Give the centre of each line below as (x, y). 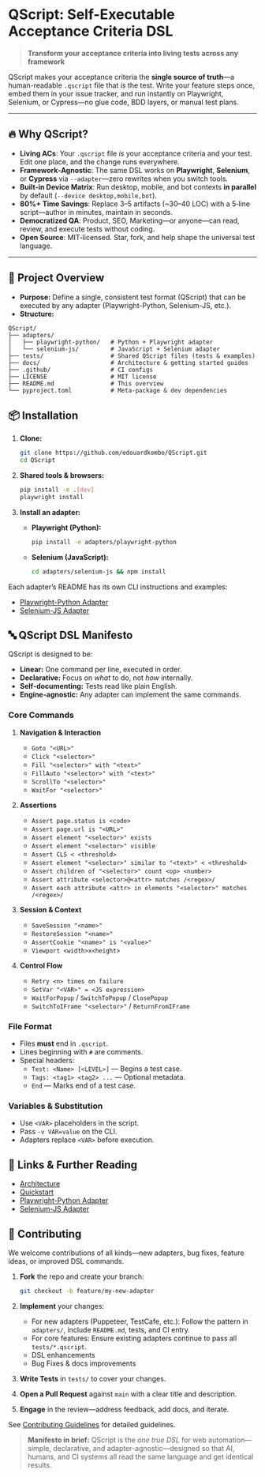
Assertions (38, 805)
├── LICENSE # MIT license (82, 377)
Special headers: (47, 1061)
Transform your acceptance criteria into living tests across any (133, 53)
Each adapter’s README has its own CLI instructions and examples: (118, 587)
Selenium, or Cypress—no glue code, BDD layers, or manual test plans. (123, 102)
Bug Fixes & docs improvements (84, 1363)
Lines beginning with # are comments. (81, 1052)
